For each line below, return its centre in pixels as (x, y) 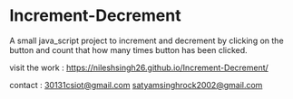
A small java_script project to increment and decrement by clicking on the (146, 40)
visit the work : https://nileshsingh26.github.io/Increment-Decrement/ (139, 67)
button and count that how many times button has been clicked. (128, 49)
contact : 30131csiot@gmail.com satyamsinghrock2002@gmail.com (136, 85)
